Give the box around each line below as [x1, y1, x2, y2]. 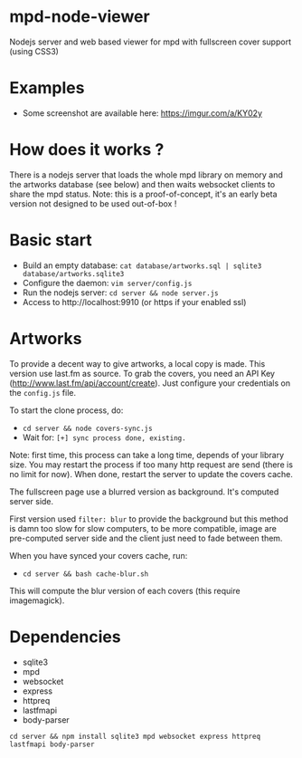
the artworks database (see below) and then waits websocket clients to [9, 178, 276, 189]
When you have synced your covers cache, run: [9, 550, 188, 561]
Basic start [9, 230, 92, 250]
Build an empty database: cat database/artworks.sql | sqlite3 [22, 260, 262, 271]
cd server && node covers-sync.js [22, 424, 153, 433]
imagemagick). [9, 595, 65, 606]
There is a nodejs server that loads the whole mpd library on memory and [9, 169, 283, 180]
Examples [9, 78, 85, 99]
